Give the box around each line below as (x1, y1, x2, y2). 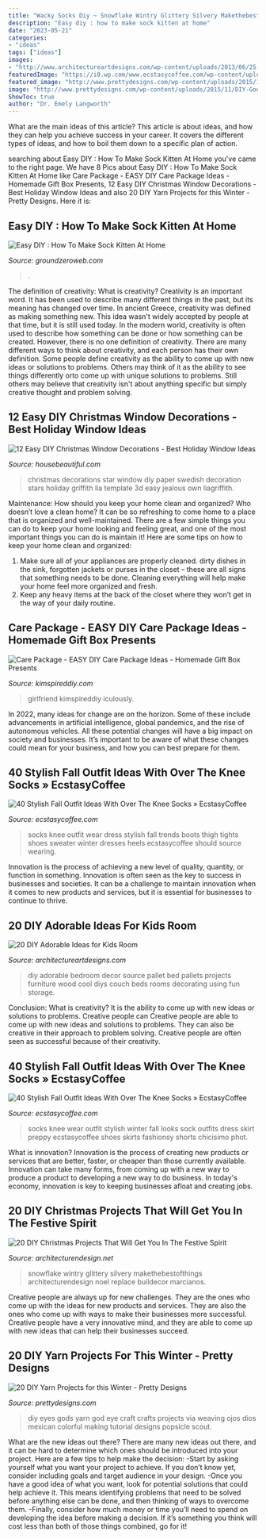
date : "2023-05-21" (8, 26, 73, 34)
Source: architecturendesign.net (8, 1253, 114, 1262)
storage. (27, 988, 55, 997)
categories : (8, 33, 47, 42)
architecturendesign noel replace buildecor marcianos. (27, 1276, 207, 1286)
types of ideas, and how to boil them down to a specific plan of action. (8, 139, 237, 148)
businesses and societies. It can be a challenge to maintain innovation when (8, 879, 256, 888)
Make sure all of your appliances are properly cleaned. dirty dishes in (19, 556, 246, 566)
